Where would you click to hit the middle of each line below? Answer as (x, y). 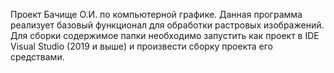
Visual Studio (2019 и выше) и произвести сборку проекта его (141, 46)
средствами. (37, 57)
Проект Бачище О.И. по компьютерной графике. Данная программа (156, 14)
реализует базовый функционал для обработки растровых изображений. (167, 25)
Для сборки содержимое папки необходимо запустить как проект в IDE (165, 35)
